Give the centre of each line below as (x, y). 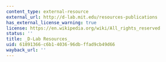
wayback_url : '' (26, 50)
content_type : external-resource (47, 12)
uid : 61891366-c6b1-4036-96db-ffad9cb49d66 (61, 45)
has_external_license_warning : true (51, 22)
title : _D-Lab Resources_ (38, 39)
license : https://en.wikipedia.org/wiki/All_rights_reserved (83, 28)
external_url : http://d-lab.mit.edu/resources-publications (82, 17)
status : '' (20, 34)
